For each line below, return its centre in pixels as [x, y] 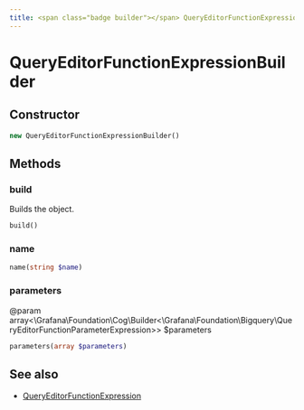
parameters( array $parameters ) [68, 346]
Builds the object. [42, 210]
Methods [35, 163]
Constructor [44, 115]
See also [34, 374]
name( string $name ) [46, 267]
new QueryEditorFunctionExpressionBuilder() [95, 135]
